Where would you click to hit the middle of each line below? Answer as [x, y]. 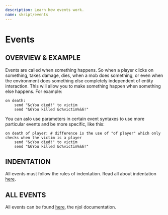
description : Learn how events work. [45, 10]
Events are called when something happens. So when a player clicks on [79, 70]
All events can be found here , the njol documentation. [61, 207]
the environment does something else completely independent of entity [79, 80]
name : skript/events [27, 15]
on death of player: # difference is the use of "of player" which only [83, 133]
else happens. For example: [34, 91]
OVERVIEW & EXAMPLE [43, 58]
